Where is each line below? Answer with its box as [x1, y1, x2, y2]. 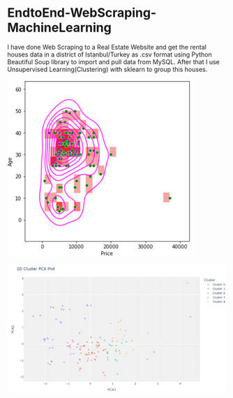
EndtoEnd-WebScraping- [7, 5, 157, 21]
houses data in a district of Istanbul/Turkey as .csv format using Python [7, 50, 213, 59]
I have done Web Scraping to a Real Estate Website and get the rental [7, 43, 207, 51]
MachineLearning [7, 20, 112, 36]
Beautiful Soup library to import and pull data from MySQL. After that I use [7, 57, 220, 66]
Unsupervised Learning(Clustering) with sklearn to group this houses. [7, 65, 208, 73]
